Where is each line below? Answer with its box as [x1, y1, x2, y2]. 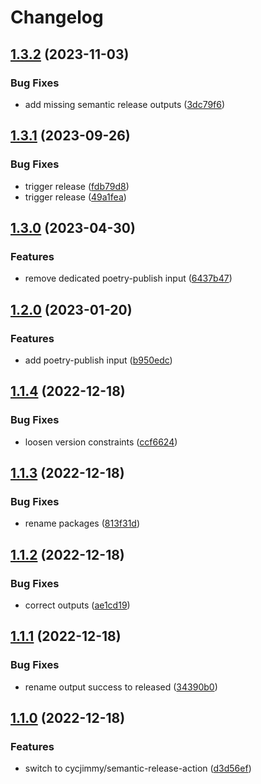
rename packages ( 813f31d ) [24, 517, 141, 530]
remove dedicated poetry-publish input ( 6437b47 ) [24, 272, 233, 285]
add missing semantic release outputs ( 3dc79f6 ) [24, 98, 226, 110]
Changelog [10, 6, 104, 29]
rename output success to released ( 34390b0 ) [24, 681, 218, 693]
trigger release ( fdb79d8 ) [24, 180, 130, 192]
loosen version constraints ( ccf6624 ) [24, 436, 178, 448]
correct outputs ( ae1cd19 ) [24, 599, 131, 611]
